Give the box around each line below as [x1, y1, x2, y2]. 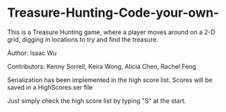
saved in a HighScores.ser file [7, 83, 93, 91]
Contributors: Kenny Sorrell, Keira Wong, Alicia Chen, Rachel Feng [7, 62, 197, 70]
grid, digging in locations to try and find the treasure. [7, 35, 159, 43]
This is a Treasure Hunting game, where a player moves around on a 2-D [7, 28, 216, 36]
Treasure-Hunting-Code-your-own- [7, 5, 220, 21]
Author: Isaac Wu [7, 49, 57, 57]
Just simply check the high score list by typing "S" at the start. [7, 96, 186, 105]
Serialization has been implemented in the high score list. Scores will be [7, 75, 213, 84]
